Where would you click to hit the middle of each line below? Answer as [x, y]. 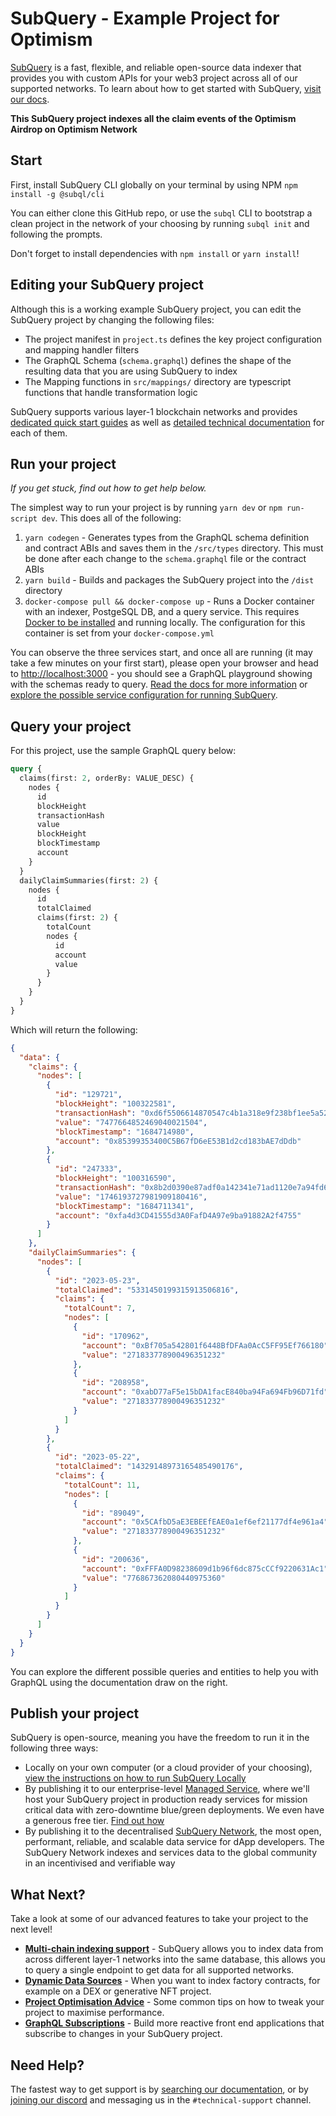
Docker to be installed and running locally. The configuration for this [165, 623]
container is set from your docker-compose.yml [119, 633]
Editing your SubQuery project [107, 285]
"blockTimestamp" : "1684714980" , [124, 1132]
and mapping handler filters [82, 349]
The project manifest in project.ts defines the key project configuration [173, 339]
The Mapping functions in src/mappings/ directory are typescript [158, 381]
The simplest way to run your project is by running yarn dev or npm [146, 508]
